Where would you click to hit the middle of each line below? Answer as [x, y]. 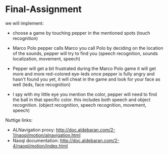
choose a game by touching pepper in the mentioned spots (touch [81, 33]
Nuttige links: [19, 120]
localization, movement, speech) [46, 58]
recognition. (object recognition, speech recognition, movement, [79, 105]
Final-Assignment [44, 9]
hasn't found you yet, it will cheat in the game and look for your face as [86, 79]
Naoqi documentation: [36, 140]
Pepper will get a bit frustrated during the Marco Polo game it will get [84, 68]
